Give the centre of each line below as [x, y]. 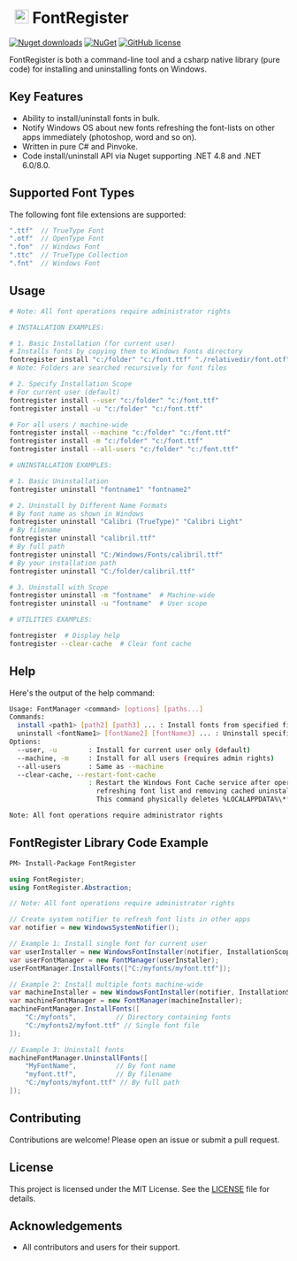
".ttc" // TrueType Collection [69, 255]
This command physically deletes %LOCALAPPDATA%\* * [193, 800]
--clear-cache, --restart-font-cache [87, 775]
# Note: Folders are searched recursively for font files [118, 368]
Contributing [45, 1118]
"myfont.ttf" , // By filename [99, 1074]
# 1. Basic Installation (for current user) [92, 343]
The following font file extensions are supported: [98, 214]
